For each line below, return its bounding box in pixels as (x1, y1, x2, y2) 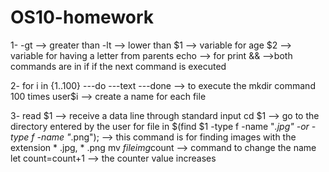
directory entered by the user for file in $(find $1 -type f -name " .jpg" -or (10, 120, 310, 132)
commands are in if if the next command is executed (10, 60, 227, 72)
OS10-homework (10, 6, 155, 29)
